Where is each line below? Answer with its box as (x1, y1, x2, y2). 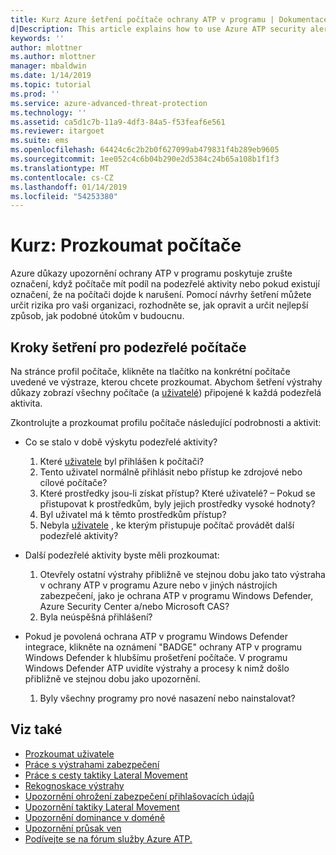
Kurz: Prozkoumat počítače (10, 234, 242, 257)
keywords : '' (10, 33, 65, 43)
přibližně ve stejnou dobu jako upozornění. (24, 673, 201, 685)
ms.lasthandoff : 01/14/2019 (10, 182, 128, 192)
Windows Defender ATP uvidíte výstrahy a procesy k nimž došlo (24, 662, 290, 674)
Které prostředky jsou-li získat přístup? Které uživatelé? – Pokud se (39, 487, 316, 499)
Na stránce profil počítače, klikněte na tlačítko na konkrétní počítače (10, 366, 291, 377)
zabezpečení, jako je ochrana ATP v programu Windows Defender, (39, 590, 314, 601)
